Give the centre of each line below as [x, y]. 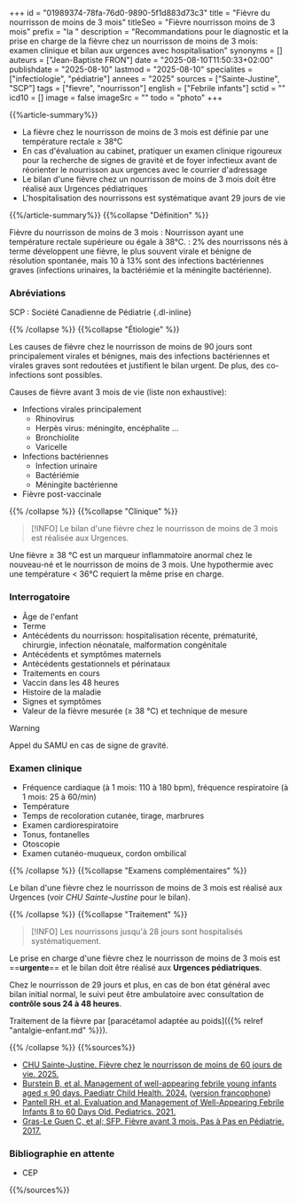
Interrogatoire [40, 597]
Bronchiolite [57, 437]
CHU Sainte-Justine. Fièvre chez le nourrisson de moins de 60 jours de [152, 1065]
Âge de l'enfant [50, 617]
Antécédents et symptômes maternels [92, 654]
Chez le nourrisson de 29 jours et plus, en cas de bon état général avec [140, 985]
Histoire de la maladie [62, 692]
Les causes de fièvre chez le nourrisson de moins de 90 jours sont [131, 347]
